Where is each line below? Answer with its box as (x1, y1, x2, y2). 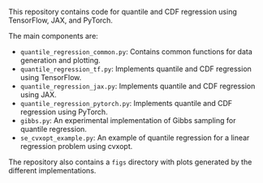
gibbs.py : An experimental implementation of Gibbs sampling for (19, 116, 236, 125)
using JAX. (19, 90, 57, 100)
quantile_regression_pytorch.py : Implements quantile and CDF (19, 99, 233, 108)
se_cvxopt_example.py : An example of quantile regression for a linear (19, 133, 250, 143)
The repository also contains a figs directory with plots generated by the (8, 157, 252, 167)
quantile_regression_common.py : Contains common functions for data (19, 47, 253, 56)
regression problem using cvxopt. (19, 142, 133, 151)
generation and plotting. (19, 56, 101, 65)
